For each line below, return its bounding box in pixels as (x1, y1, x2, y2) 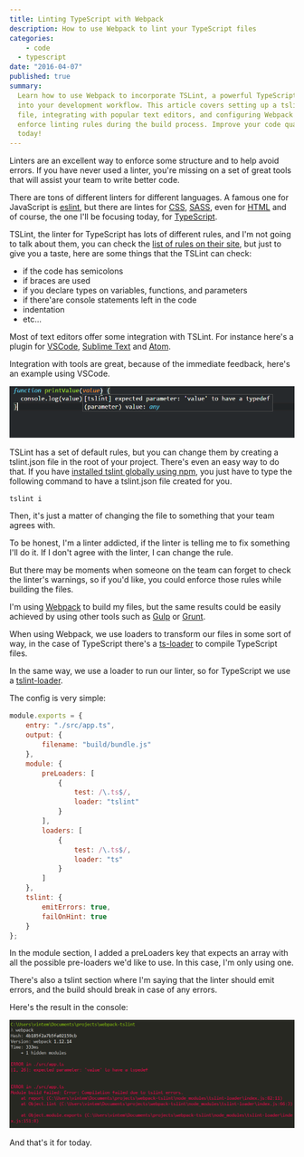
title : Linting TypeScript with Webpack (9, 14, 165, 24)
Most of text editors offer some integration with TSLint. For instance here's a (9, 332, 294, 342)
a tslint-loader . (9, 675, 63, 686)
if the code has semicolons (22, 265, 124, 276)
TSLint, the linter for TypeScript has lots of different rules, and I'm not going (9, 229, 291, 240)
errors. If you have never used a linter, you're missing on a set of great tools (9, 165, 292, 176)
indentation (22, 304, 65, 315)
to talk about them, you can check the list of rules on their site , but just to (9, 238, 282, 249)
